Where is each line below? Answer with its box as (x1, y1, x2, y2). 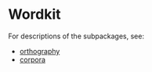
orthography (19, 46, 60, 56)
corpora (19, 55, 45, 64)
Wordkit (8, 5, 61, 23)
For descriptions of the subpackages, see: (8, 31, 145, 41)
